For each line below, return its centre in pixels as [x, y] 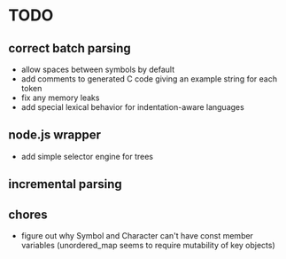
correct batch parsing [70, 48]
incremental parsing [66, 184]
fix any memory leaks [60, 98]
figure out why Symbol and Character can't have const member [137, 236]
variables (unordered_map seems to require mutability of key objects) [148, 246]
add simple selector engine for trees [87, 156]
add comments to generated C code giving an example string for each [149, 79]
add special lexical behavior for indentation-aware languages [132, 107]
